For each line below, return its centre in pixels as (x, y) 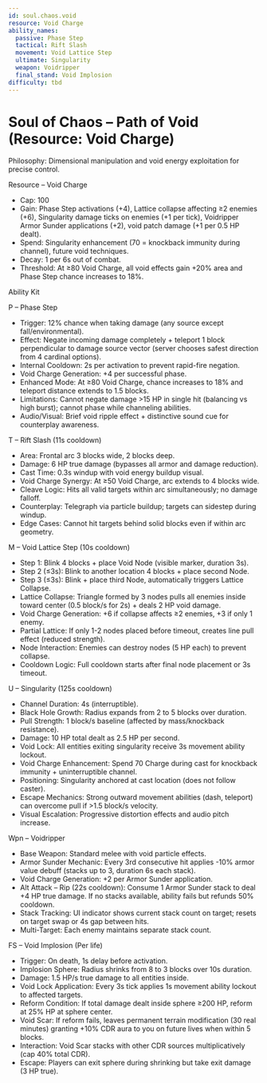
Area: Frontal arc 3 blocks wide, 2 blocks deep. (97, 456)
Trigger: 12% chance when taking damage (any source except (122, 323)
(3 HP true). (39, 1071)
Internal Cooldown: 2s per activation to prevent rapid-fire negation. (130, 366)
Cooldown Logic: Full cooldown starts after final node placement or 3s (135, 665)
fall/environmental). (52, 331)
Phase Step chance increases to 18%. (82, 277)
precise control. (34, 169)
